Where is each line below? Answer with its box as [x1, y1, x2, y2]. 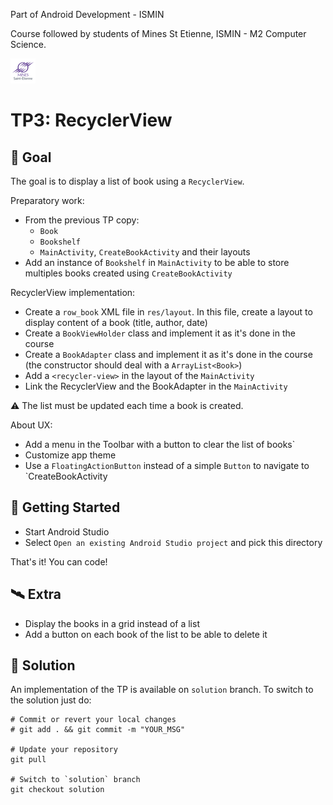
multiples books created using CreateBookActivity [24, 267, 233, 279]
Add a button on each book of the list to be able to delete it [24, 628, 268, 640]
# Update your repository [10, 745, 118, 755]
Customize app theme [24, 449, 117, 461]
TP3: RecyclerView [10, 109, 173, 132]
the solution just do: [10, 694, 92, 706]
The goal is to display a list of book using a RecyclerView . [10, 175, 245, 187]
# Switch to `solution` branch [10, 775, 141, 785]
